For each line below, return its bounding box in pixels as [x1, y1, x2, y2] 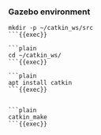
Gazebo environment [8, 6, 91, 17]
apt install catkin [8, 79, 73, 87]
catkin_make [8, 113, 47, 122]
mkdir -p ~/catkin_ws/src [8, 24, 93, 32]
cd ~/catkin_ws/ [8, 52, 62, 60]
